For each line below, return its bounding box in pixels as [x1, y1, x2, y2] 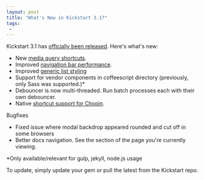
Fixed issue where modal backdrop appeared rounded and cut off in [15, 123, 186, 131]
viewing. [15, 143, 37, 150]
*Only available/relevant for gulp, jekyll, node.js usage [6, 155, 142, 162]
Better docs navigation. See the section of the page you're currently [15, 137, 186, 144]
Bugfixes [6, 112, 29, 119]
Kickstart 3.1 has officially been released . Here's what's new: [6, 43, 158, 50]
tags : [6, 20, 20, 26]
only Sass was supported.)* [15, 81, 85, 88]
